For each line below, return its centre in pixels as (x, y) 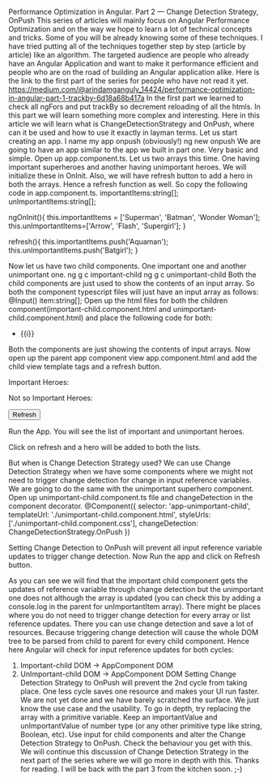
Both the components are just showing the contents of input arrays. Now (130, 349)
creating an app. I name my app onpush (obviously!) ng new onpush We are (135, 141)
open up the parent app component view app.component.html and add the (133, 358)
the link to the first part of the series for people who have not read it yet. (129, 81)
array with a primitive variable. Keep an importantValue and (119, 717)
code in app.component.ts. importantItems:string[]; (94, 193)
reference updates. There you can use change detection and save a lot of (131, 624)
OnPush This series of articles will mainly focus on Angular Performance (129, 20)
